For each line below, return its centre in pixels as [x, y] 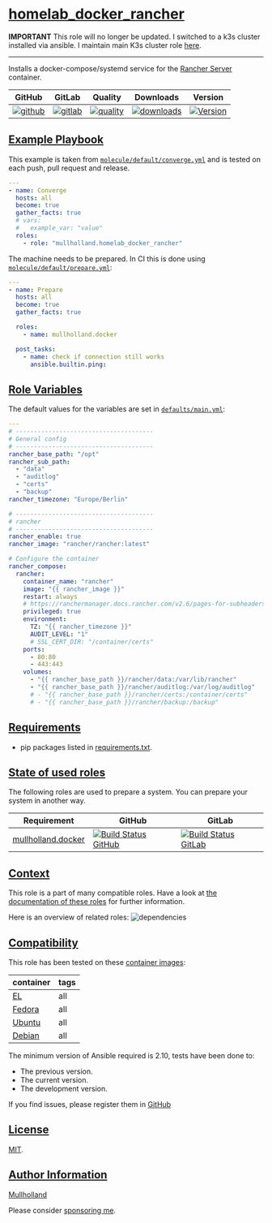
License [29, 1130]
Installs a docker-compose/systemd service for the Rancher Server [120, 68]
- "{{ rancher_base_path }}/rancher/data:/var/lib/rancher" [133, 680]
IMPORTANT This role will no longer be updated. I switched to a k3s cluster [134, 37]
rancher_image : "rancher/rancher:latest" [79, 545]
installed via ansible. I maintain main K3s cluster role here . [105, 45]
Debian [26, 1036]
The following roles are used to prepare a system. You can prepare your [128, 792]
